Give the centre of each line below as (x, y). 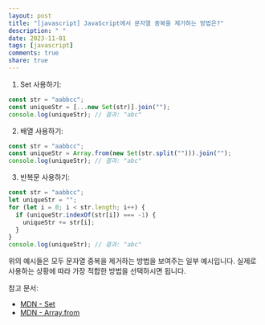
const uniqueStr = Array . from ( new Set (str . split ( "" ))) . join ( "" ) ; (120, 153)
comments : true (34, 53)
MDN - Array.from (50, 313)
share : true (28, 61)
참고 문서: (23, 288)
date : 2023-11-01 (37, 38)
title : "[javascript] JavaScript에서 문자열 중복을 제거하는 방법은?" (116, 23)
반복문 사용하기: (45, 177)
